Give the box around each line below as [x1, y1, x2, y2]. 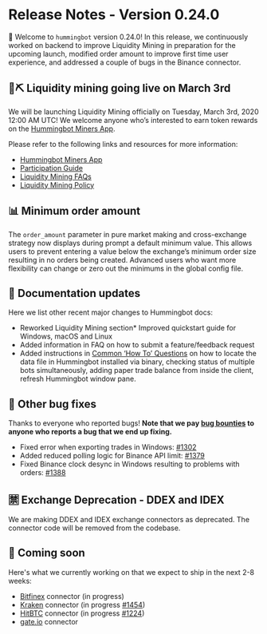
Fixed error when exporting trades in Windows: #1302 [19, 442, 197, 452]
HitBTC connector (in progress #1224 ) [19, 608, 145, 618]
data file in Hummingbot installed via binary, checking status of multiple [19, 357, 255, 367]
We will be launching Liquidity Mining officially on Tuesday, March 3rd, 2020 [8, 106, 259, 117]
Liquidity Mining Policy [19, 180, 95, 189]
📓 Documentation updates [8, 286, 141, 300]
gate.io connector [19, 616, 78, 626]
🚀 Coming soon [8, 546, 85, 560]
